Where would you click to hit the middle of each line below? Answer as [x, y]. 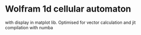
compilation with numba [29, 27]
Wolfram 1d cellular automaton [68, 9]
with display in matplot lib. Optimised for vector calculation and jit [70, 22]
